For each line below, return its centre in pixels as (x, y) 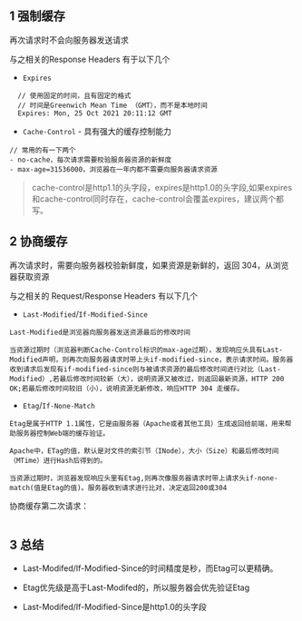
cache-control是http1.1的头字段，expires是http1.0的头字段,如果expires (162, 187)
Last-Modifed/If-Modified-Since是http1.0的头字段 (114, 607)
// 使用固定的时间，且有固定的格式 (74, 95)
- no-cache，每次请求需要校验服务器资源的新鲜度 (91, 160)
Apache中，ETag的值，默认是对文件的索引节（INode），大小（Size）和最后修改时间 (144, 451)
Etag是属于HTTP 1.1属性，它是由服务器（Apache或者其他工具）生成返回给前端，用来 (147, 424)
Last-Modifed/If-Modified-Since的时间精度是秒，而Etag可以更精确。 (150, 568)
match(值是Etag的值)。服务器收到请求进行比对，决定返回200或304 (118, 488)
